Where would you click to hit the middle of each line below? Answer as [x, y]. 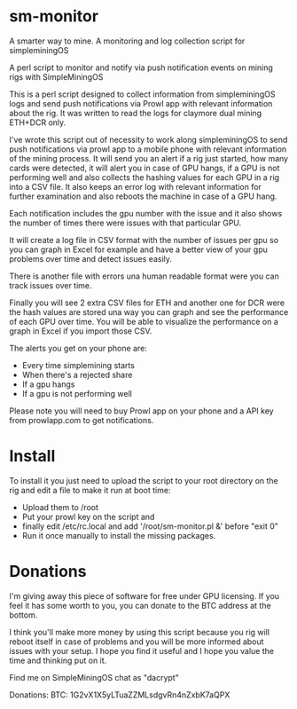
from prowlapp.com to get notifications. [82, 420]
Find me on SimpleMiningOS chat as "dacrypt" [94, 677]
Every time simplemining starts [78, 365]
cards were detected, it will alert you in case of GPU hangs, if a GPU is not [145, 168]
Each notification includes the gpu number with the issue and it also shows [146, 213]
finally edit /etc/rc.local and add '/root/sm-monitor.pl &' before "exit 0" [150, 526]
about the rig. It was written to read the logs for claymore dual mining [136, 113]
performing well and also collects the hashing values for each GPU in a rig [145, 177]
